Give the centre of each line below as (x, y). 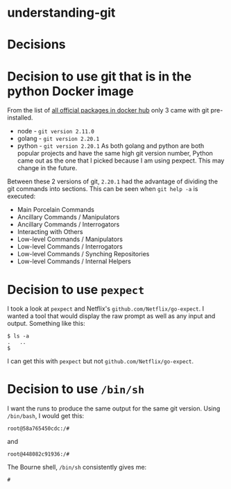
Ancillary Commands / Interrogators (68, 224)
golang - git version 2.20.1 (58, 139)
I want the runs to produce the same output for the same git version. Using (114, 408)
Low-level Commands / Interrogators (70, 247)
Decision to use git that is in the (100, 76)
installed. (20, 118)
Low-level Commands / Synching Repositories (83, 254)
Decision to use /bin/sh (76, 389)
